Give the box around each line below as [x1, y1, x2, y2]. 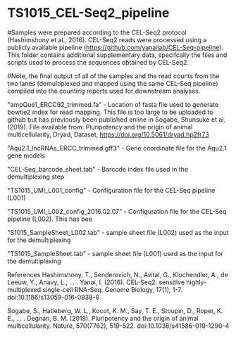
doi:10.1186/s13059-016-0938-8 [7, 293, 100, 301]
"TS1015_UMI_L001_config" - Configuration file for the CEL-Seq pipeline [7, 186, 216, 194]
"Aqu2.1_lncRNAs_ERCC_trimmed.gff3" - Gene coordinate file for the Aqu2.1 [7, 144, 227, 152]
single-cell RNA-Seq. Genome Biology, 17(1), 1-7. [42, 285, 182, 293]
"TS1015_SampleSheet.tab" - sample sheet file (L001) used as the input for [7, 249, 224, 257]
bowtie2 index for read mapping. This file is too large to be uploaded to [7, 108, 213, 116]
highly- [186, 278, 207, 286]
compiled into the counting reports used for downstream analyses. [7, 87, 201, 95]
